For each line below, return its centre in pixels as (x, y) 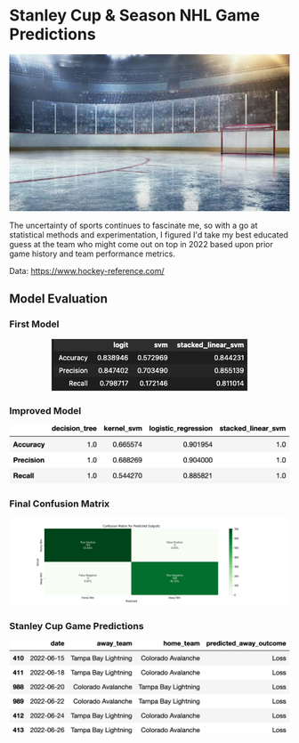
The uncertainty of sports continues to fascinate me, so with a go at (133, 226)
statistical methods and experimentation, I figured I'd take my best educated (149, 235)
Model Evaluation (59, 299)
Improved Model (45, 410)
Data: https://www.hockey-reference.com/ (87, 271)
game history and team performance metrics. (93, 254)
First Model (34, 324)
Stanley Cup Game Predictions (77, 626)
